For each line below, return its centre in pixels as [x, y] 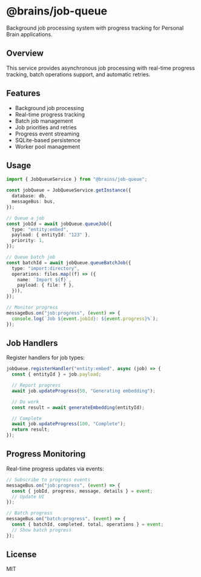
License [21, 555]
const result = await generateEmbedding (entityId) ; [78, 407]
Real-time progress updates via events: [55, 468]
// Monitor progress [32, 307]
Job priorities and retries [46, 127]
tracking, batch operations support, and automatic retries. [78, 74]
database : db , [29, 196]
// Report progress [36, 385]
